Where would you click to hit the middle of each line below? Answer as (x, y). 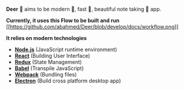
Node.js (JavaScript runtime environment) (66, 49)
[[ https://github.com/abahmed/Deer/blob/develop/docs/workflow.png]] (92, 27)
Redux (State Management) (48, 62)
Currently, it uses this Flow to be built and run (63, 20)
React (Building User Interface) (52, 56)
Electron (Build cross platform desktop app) (68, 81)
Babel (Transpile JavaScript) (49, 68)
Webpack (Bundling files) (46, 74)
